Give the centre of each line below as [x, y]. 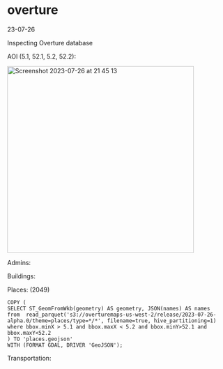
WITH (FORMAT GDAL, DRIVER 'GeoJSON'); [65, 345]
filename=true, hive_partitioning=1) [162, 321]
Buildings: [22, 276]
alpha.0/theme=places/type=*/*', [56, 321]
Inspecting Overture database [50, 43]
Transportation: [29, 358]
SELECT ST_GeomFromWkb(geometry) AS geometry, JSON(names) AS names [109, 308]
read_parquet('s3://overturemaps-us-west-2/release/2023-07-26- [121, 315]
